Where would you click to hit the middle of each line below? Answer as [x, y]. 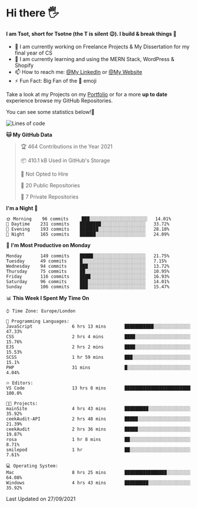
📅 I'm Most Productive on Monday [49, 245]
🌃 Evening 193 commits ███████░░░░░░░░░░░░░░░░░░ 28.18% [88, 229]
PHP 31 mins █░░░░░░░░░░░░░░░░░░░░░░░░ [98, 368]
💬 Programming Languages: [38, 322]
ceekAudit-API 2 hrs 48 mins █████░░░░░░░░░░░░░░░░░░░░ [98, 419]
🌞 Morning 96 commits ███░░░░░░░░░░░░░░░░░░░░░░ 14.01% [89, 219]
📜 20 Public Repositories [50, 186]
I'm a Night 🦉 [22, 208]
